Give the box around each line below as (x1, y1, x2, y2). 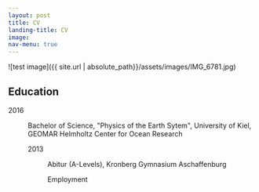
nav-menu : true (8, 41, 58, 49)
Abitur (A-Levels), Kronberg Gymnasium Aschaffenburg (47, 159, 227, 168)
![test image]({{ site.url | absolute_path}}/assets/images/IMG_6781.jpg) (8, 62, 237, 71)
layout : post (8, 11, 51, 20)
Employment (47, 174, 88, 184)
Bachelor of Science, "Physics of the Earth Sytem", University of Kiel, (27, 121, 252, 130)
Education (8, 85, 60, 98)
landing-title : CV (8, 26, 68, 34)
